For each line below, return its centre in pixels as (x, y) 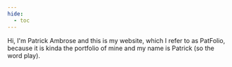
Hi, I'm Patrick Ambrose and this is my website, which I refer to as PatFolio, (116, 40)
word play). (24, 55)
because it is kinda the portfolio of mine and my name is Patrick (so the (111, 48)
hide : (15, 14)
